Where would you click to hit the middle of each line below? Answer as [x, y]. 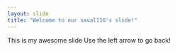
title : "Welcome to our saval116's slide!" [73, 20]
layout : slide [28, 14]
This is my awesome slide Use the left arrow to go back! [89, 40]
